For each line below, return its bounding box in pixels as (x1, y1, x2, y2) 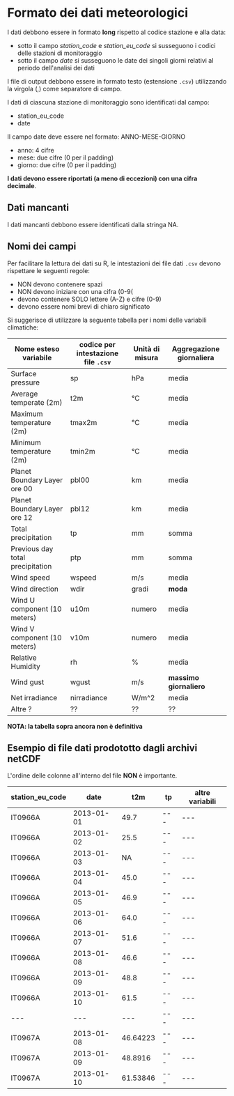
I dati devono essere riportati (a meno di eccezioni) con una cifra (7, 174, 198, 183)
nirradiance (70, 693, 108, 702)
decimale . (7, 181, 37, 190)
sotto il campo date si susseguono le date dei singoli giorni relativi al (17, 56, 214, 64)
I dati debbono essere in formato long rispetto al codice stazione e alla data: (7, 28, 226, 36)
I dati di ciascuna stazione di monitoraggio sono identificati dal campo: (7, 98, 210, 106)
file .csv (84, 357, 111, 366)
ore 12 (10, 512, 33, 522)
